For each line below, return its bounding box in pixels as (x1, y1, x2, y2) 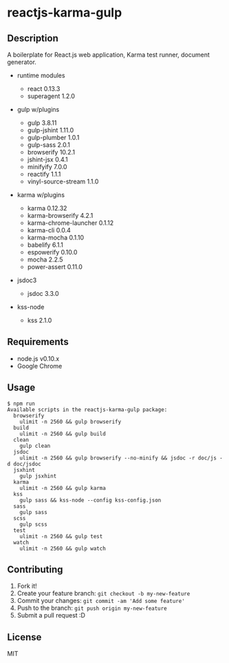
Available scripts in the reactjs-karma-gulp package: (7, 406, 168, 413)
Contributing (7, 564, 63, 575)
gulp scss (19, 521, 48, 528)
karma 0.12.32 (27, 204, 67, 212)
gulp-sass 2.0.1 (27, 141, 71, 149)
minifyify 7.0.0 (27, 163, 67, 170)
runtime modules (17, 71, 65, 79)
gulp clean (19, 442, 51, 449)
